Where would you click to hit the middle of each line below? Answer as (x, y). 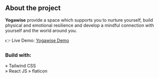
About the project (33, 8)
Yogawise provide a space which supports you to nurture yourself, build (79, 20)
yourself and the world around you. (41, 30)
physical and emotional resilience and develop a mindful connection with (79, 25)
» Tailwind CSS (21, 66)
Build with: (18, 55)
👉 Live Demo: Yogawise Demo (37, 40)
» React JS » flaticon (26, 71)
